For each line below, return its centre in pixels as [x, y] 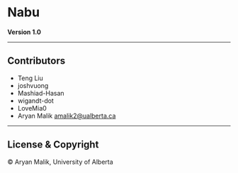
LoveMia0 [32, 108]
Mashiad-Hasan [41, 93]
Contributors [36, 61]
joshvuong [33, 85]
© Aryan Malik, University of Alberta [60, 162]
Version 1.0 [24, 32]
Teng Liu [30, 78]
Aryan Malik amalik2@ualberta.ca [67, 116]
